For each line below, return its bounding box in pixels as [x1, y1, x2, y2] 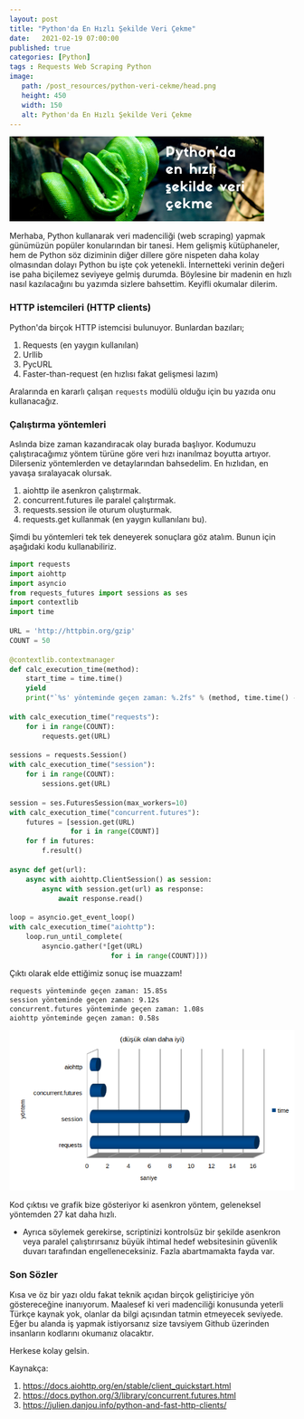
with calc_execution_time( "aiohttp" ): [9, 923, 156, 932]
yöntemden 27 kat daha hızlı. [9, 1209, 118, 1220]
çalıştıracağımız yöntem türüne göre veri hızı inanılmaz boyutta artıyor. [9, 448, 271, 459]
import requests [9, 560, 71, 569]
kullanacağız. [9, 395, 59, 407]
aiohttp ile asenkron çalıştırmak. [22, 484, 142, 495]
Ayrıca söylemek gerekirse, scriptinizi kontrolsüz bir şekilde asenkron [22, 1227, 281, 1238]
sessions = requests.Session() [9, 751, 128, 760]
